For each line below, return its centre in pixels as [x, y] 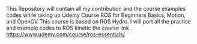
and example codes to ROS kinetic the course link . [69, 28]
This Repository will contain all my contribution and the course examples [96, 9]
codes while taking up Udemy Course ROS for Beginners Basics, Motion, [96, 15]
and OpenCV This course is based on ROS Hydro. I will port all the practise [98, 21]
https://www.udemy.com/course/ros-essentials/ [65, 34]
